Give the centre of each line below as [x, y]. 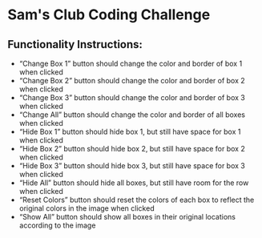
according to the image [57, 225]
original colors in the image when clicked [87, 208]
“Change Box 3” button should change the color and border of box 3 [132, 97]
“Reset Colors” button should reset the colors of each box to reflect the [137, 200]
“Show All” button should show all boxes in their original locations [127, 217]
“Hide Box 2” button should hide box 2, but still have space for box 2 [132, 149]
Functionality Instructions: [75, 44]
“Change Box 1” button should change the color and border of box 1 [131, 63]
